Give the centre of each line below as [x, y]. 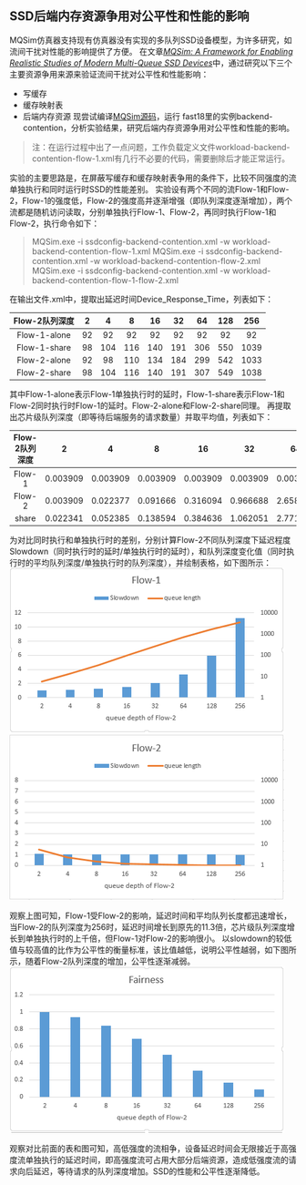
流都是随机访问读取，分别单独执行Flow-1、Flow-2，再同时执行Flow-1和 [143, 211]
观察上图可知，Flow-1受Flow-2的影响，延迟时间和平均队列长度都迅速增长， [151, 915]
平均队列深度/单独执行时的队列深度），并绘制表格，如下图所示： [153, 562]
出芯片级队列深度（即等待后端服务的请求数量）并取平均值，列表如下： [141, 416]
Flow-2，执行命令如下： [55, 223]
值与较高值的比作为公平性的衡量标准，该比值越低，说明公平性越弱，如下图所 [153, 949]
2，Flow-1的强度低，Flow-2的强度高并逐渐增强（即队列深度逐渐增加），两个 [151, 200]
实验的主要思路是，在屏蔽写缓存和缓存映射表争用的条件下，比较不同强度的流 [153, 178]
